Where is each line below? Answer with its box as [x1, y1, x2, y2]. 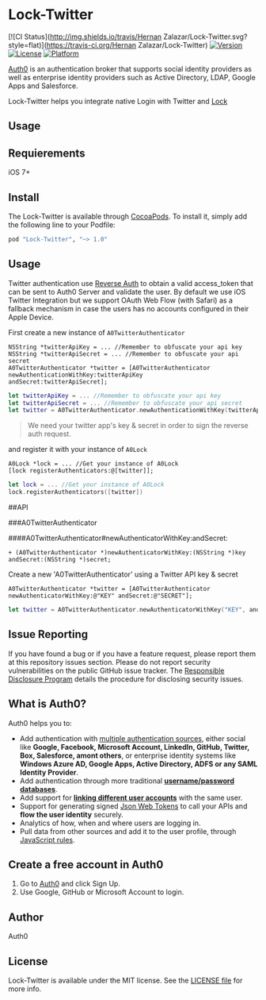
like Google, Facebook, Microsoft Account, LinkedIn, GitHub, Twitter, [19, 742, 250, 751]
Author [8, 910, 44, 924]
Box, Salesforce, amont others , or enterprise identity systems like [19, 751, 236, 760]
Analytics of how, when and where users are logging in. [19, 818, 201, 828]
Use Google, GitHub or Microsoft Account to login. [19, 887, 184, 897]
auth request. [27, 429, 71, 438]
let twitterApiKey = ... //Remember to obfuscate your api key [8, 392, 222, 400]
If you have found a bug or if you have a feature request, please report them [8, 649, 256, 658]
